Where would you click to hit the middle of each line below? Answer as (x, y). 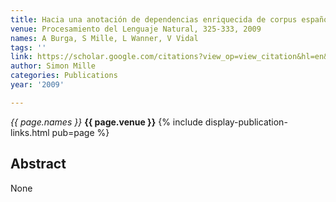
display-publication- (246, 122)
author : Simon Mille (53, 66)
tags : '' (28, 47)
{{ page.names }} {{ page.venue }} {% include (106, 122)
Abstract (38, 164)
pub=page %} (80, 132)
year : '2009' (37, 85)
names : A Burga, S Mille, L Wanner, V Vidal (104, 38)
